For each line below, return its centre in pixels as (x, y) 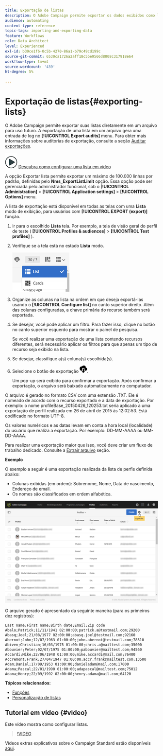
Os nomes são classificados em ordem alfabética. (62, 494)
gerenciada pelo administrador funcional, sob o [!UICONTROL (67, 186)
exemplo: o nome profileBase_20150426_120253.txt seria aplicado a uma (78, 405)
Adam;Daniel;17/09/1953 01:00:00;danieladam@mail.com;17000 (67, 664)
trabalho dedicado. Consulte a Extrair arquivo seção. (58, 450)
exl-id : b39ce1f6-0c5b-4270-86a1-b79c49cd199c (53, 51)
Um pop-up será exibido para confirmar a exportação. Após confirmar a (84, 380)
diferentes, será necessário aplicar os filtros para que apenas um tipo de (85, 344)
